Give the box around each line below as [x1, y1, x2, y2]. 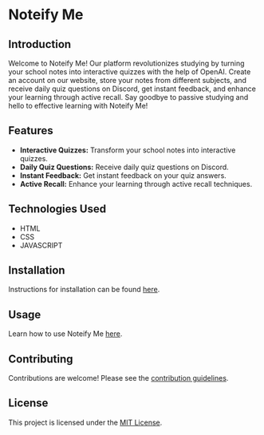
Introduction [8, 38, 72, 51]
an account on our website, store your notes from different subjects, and [8, 76, 247, 85]
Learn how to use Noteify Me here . [8, 329, 123, 338]
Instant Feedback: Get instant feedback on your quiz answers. [19, 170, 227, 180]
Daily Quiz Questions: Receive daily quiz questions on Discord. [19, 162, 229, 172]
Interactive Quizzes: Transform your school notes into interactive [19, 145, 236, 155]
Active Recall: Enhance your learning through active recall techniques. [19, 179, 253, 188]
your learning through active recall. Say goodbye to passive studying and [8, 93, 249, 101]
